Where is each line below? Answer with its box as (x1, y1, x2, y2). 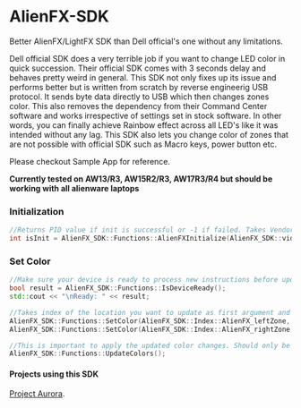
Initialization (9, 205, 64, 217)
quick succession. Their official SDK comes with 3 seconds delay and (9, 63, 266, 73)
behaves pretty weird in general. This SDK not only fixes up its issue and (9, 72, 277, 82)
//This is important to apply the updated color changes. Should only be (9, 341, 291, 350)
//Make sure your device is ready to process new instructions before (9, 276, 279, 285)
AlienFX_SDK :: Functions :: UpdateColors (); (9, 349, 167, 359)
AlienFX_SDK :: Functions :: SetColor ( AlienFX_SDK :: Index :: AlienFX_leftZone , (9, 316, 291, 326)
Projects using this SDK (9, 369, 99, 379)
